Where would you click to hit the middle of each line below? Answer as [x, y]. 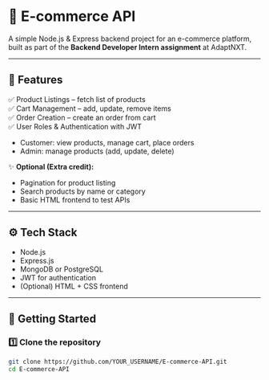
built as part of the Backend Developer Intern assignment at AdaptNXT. [128, 47]
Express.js [37, 260]
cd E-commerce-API [39, 370]
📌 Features [36, 80]
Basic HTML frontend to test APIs [75, 199]
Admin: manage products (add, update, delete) [97, 151]
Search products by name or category [82, 191]
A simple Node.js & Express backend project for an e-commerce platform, [130, 39]
